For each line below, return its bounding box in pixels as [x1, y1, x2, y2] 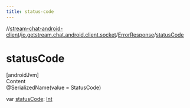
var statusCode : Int [6, 95, 53, 102]
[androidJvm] [6, 71, 40, 78]
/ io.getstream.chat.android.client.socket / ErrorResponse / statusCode [19, 31, 184, 38]
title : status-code [6, 8, 54, 15]
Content [6, 77, 26, 84]
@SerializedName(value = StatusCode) [6, 84, 101, 91]
